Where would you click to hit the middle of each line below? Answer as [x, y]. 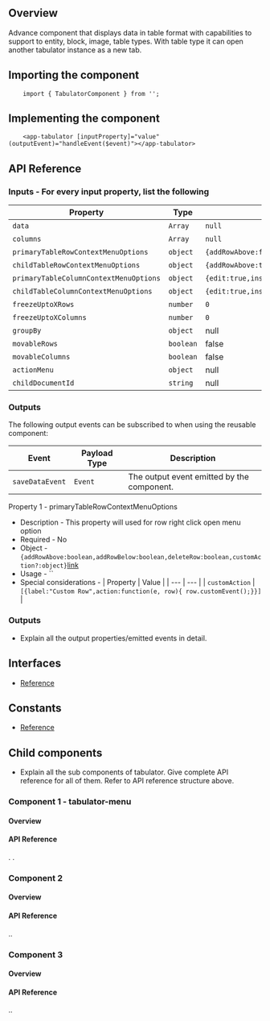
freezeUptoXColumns [49, 318]
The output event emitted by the [188, 477]
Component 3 [35, 954]
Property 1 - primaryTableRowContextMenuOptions [93, 507]
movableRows [35, 344]
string [181, 383]
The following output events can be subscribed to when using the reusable [132, 425]
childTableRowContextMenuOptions [76, 266]
